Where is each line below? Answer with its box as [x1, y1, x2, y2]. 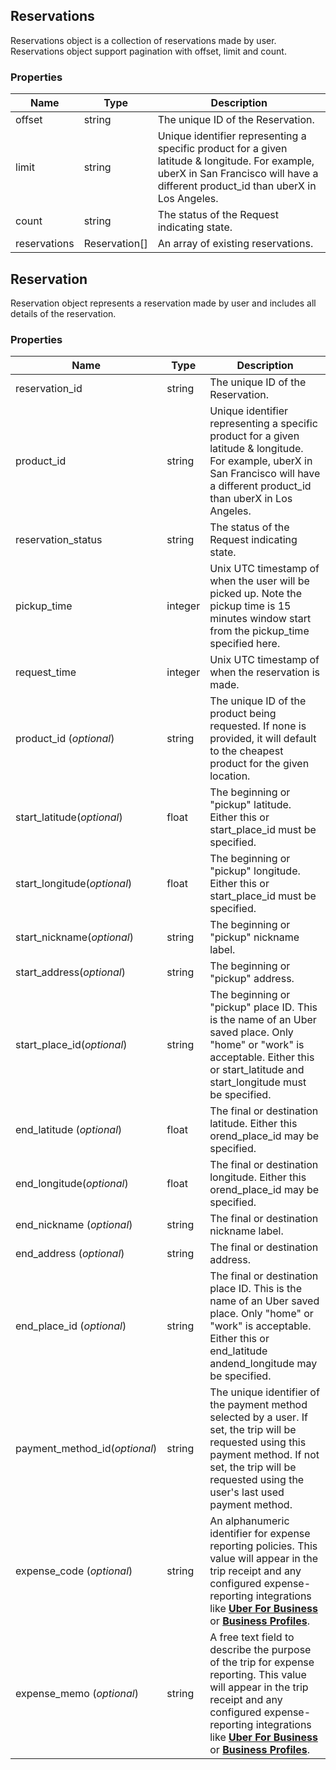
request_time [15, 665, 77, 679]
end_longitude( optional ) [15, 1177, 129, 1191]
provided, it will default [209, 732, 317, 746]
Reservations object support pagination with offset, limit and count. [10, 45, 287, 57]
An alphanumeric [209, 1514, 290, 1528]
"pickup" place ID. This [209, 1000, 318, 1014]
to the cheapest [209, 744, 284, 758]
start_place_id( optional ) [15, 1038, 128, 1052]
